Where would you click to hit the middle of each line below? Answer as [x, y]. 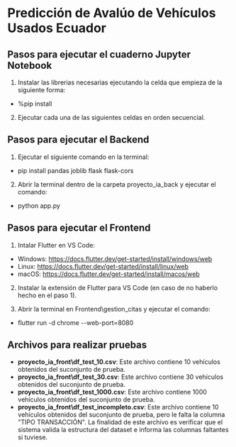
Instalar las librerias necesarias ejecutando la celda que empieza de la [120, 82]
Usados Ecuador [57, 28]
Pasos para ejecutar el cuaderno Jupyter [99, 54]
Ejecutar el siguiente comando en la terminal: [83, 157]
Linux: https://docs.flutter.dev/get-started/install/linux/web [103, 266]
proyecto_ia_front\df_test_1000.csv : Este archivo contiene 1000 [112, 392]
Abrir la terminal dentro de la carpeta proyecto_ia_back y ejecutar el [117, 184]
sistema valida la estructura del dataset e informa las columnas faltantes [123, 430]
